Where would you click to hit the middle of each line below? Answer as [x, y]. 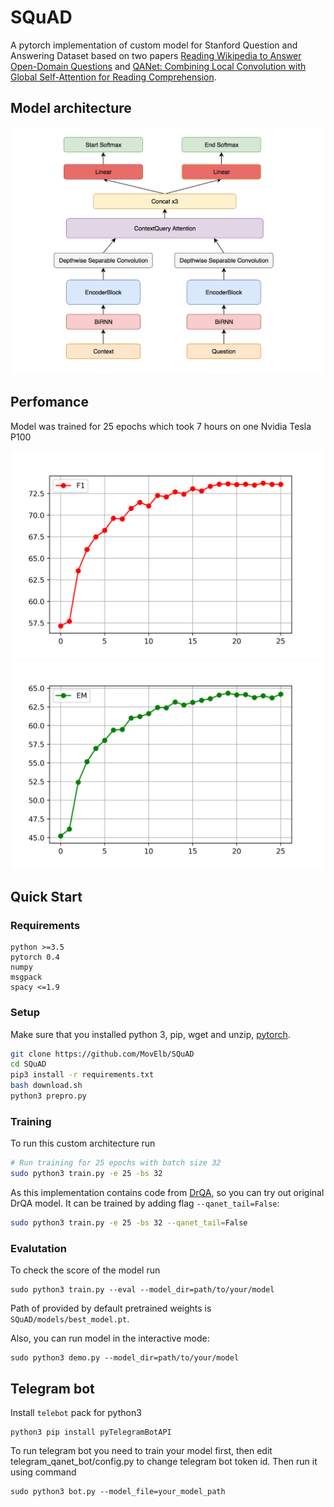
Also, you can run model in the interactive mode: [110, 1338]
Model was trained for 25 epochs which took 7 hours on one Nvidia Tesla [161, 426]
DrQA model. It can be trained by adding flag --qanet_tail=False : [145, 1203]
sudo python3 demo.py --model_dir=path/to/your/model [125, 1358]
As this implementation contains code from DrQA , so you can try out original [167, 1192]
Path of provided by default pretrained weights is [111, 1308]
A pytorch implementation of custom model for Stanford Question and [154, 45]
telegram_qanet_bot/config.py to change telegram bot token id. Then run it [164, 1461]
